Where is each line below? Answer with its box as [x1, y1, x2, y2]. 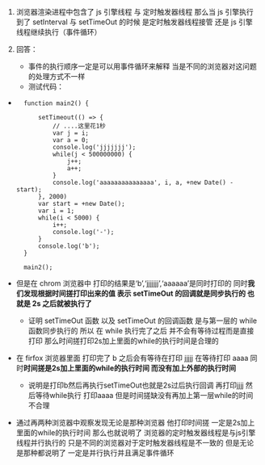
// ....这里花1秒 [52, 122, 107, 130]
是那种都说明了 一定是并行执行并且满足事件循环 [15, 448, 175, 458]
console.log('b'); [37, 242, 100, 250]
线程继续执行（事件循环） [15, 27, 102, 36]
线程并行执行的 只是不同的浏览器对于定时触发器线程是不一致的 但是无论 [15, 438, 254, 447]
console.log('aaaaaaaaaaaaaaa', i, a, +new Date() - [52, 178, 234, 186]
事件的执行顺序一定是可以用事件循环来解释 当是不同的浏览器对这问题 [27, 61, 257, 71]
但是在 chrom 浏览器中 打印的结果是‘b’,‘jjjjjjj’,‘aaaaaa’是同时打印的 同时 [15, 279, 248, 288]
